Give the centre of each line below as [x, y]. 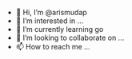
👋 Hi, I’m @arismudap [52, 12]
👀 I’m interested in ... [50, 21]
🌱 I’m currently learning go [60, 29]
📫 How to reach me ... [53, 47]
